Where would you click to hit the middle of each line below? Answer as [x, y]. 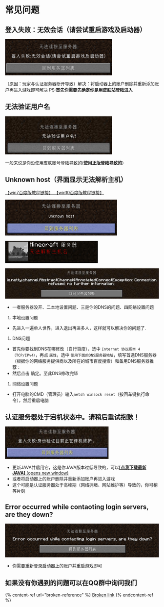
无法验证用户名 [28, 107]
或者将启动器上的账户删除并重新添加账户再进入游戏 [63, 479]
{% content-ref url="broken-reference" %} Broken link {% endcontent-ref [79, 595]
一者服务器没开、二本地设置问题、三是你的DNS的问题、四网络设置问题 [83, 307]
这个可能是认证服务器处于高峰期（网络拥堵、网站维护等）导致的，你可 [83, 485]
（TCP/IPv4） [24, 355]
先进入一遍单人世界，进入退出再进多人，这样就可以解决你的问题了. [79, 328]
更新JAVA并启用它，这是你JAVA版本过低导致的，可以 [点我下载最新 [79, 468]
